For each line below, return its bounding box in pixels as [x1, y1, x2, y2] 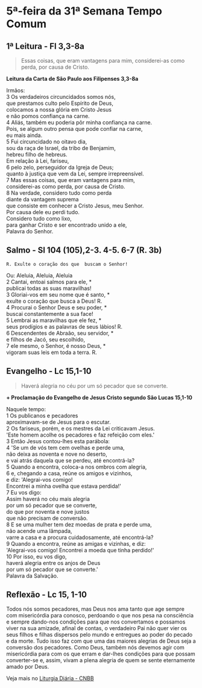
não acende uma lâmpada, [6, 527, 72, 534]
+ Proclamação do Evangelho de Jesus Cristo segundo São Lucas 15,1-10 [6, 394, 193, 401]
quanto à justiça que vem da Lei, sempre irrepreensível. [6, 170, 145, 177]
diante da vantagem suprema [6, 196, 79, 203]
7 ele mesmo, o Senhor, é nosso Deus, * [6, 342, 106, 349]
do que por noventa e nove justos [6, 508, 90, 515]
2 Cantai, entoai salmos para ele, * [6, 278, 92, 285]
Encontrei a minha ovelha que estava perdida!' [6, 482, 122, 490]
